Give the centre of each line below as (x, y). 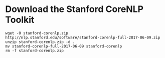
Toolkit (20, 20)
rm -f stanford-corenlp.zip (35, 50)
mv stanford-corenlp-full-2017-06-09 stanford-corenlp (64, 46)
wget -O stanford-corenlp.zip (37, 33)
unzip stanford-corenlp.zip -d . (40, 42)
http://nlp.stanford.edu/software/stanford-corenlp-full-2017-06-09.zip (83, 37)
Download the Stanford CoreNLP (74, 9)
